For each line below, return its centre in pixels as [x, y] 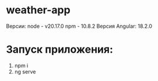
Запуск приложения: [60, 49]
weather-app [38, 10]
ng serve [25, 71]
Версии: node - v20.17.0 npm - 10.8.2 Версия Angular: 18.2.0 [79, 26]
